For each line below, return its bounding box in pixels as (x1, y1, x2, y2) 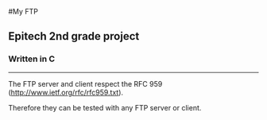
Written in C (8, 53, 56, 64)
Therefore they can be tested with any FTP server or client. (8, 103, 202, 112)
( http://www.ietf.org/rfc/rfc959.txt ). (8, 87, 124, 97)
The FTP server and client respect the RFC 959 (8, 79, 163, 88)
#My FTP (8, 7, 38, 16)
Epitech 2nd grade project (8, 29, 140, 43)
